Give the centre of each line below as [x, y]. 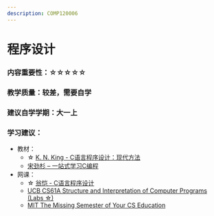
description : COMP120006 [43, 13]
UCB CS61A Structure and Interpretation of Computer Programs [117, 190]
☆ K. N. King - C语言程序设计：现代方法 [84, 157]
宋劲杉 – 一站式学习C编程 [63, 165]
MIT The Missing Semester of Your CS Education [96, 205]
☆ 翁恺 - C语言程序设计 [61, 183]
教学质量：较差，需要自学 [49, 92]
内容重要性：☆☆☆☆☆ [47, 72]
